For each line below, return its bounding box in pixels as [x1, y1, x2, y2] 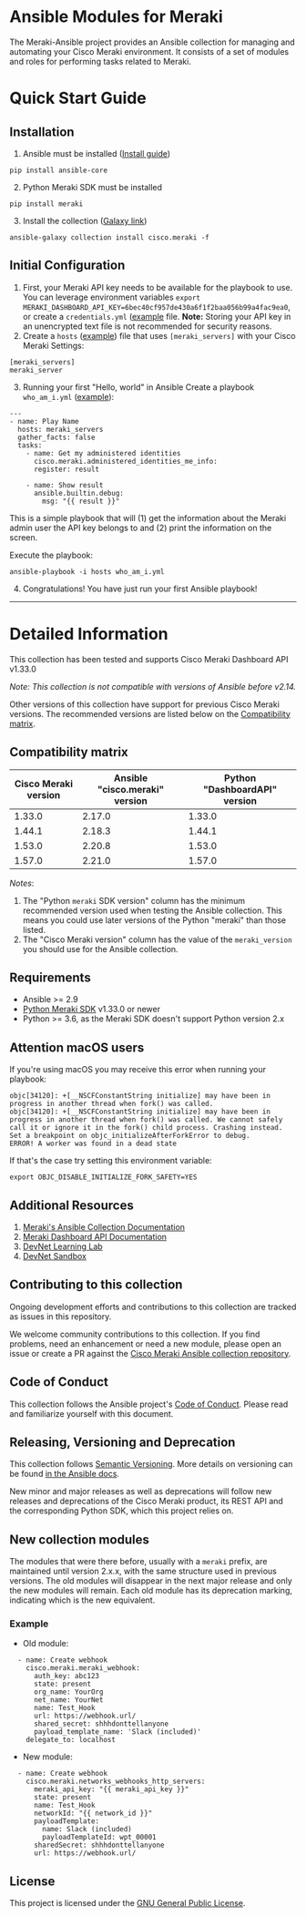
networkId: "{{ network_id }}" [33, 1809, 153, 1819]
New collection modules [9, 1532, 150, 1547]
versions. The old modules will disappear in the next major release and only [9, 1575, 293, 1586]
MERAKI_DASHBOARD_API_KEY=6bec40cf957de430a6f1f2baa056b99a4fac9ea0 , [22, 301, 291, 312]
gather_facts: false [17, 433, 96, 442]
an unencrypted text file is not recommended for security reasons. [22, 321, 272, 332]
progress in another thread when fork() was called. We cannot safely [9, 1115, 283, 1124]
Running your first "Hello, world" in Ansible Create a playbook [22, 381, 255, 393]
